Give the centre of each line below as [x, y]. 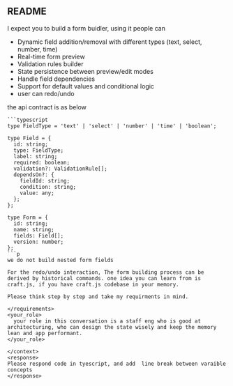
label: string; [36, 156]
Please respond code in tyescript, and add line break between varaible [117, 364]
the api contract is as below [47, 107]
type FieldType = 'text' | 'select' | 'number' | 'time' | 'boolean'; [112, 126]
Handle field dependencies [56, 79]
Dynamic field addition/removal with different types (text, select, [110, 42]
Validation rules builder [50, 64]
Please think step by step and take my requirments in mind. [98, 296]
